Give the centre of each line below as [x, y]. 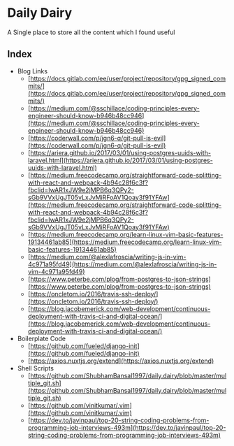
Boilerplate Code [42, 338]
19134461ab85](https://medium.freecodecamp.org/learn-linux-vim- [125, 242]
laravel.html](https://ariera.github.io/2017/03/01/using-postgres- [120, 160]
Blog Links [32, 71]
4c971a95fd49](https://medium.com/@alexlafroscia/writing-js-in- [122, 264]
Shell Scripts [36, 368]
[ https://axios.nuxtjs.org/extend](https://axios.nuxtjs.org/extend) [121, 361]
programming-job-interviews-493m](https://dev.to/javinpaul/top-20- [127, 427]
